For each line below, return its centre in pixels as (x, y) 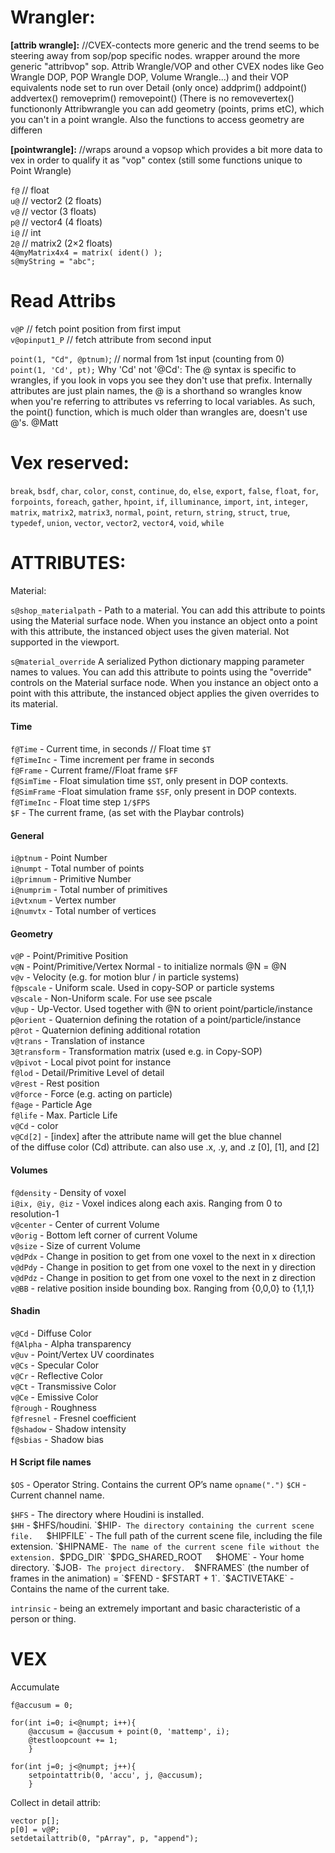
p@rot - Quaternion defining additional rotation (105, 1030)
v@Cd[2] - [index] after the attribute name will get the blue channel (146, 1137)
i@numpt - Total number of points (77, 868)
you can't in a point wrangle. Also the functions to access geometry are (157, 119)
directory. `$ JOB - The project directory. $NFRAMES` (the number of (160, 1567)
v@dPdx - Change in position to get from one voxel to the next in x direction (163, 1256)
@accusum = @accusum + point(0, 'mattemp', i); (129, 1731)
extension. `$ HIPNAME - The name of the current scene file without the (165, 1546)
